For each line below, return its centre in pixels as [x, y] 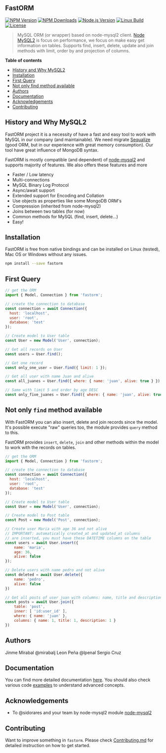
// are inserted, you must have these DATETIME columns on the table [78, 538]
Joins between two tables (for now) [48, 211]
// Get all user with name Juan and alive [49, 376]
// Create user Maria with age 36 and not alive [56, 529]
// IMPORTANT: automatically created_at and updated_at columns [73, 534]
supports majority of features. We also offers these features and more [76, 165]
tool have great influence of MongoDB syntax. [52, 150]
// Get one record [24, 363]
